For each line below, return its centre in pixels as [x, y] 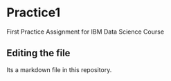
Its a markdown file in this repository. [59, 69]
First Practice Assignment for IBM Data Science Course [85, 32]
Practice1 [34, 13]
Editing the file [38, 53]
